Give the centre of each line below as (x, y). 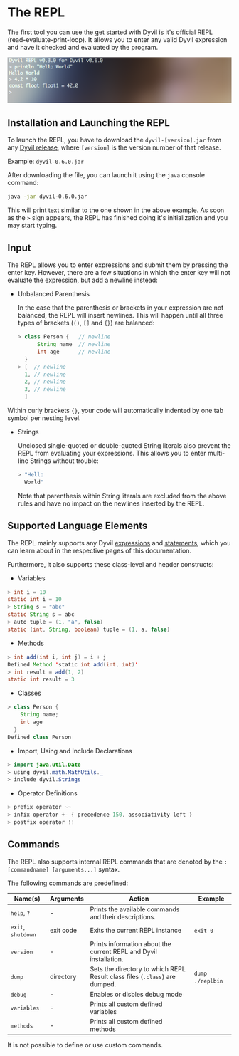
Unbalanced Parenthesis (54, 294)
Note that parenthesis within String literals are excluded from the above (122, 496)
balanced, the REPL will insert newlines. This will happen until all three (120, 315)
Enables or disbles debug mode (136, 994)
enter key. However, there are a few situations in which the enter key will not (119, 273)
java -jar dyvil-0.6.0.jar (47, 197)
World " (34, 482)
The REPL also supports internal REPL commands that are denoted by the (115, 862)
